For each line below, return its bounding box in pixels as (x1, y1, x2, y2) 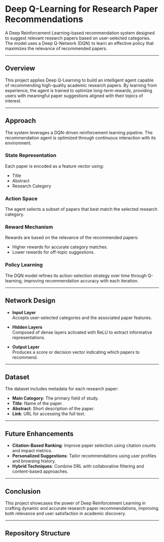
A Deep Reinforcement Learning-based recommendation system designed (5, 30, 155, 36)
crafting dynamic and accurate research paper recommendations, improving (5, 505, 159, 511)
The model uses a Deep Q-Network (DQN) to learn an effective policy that (5, 40, 154, 46)
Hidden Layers (12, 324, 42, 330)
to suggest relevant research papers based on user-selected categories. (5, 35, 151, 41)
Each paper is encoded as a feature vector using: (5, 163, 104, 169)
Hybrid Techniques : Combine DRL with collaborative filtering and (12, 463, 144, 469)
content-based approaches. (12, 468, 69, 474)
